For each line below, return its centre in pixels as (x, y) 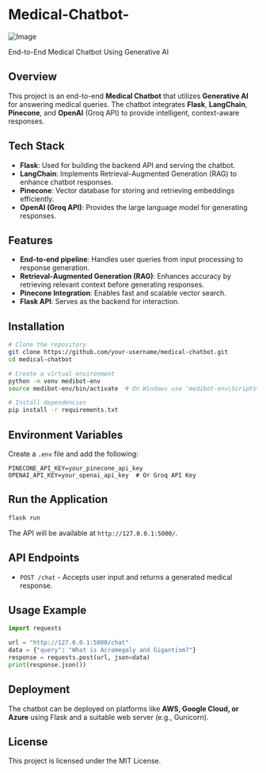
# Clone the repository (47, 345)
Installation (36, 326)
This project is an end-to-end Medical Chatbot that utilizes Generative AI (128, 96)
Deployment (39, 689)
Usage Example (47, 610)
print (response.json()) (47, 664)
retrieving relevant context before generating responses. (112, 285)
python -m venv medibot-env (55, 381)
